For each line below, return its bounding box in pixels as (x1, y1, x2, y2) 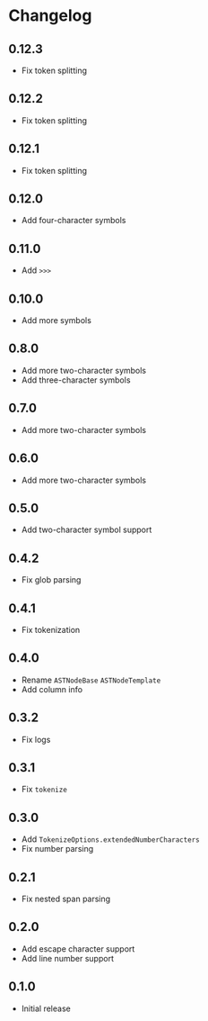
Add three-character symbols (21, 375, 131, 385)
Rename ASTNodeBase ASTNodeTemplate (21, 674, 161, 685)
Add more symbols (21, 315, 91, 326)
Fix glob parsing (21, 574, 82, 585)
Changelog (8, 5, 92, 26)
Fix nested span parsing (21, 893, 111, 904)
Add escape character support (21, 943, 135, 954)
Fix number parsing (21, 844, 94, 854)
